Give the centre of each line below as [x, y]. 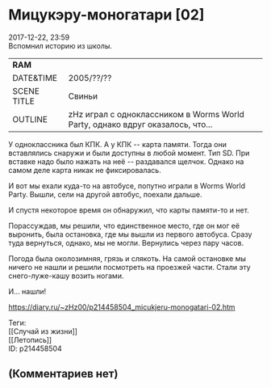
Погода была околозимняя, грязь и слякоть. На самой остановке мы [127, 258]
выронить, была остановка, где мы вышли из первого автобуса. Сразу [130, 234]
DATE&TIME [35, 78]
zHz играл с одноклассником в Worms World [156, 114]
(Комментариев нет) [63, 374]
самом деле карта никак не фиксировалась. [85, 170]
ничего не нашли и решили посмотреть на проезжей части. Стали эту [130, 267]
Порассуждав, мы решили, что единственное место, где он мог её [124, 226]
